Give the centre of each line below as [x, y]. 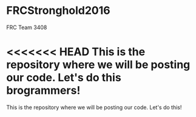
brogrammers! [43, 91]
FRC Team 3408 [27, 27]
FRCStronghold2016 [58, 11]
